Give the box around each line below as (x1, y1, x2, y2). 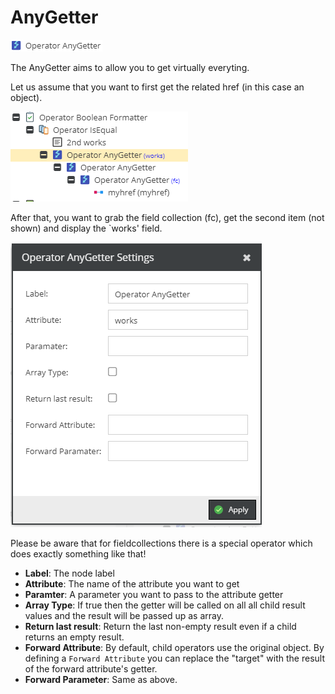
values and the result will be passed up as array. (24, 609, 224, 621)
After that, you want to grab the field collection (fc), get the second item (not (10, 211, 325, 223)
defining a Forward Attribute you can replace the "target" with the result (24, 652, 325, 664)
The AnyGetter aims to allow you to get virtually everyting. (10, 61, 250, 73)
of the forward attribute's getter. (24, 662, 158, 675)
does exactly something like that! (10, 547, 147, 560)
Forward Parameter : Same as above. (24, 673, 178, 685)
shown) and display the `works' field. (10, 222, 163, 234)
